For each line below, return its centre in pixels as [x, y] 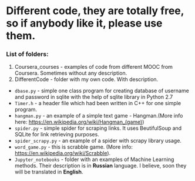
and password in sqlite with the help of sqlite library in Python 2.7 [94, 97]
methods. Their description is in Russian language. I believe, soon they [100, 166]
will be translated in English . [49, 172]
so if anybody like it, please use [84, 23]
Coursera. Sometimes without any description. [71, 73]
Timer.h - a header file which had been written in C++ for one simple [97, 103]
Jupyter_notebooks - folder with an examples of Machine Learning [94, 159]
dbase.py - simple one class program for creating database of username [102, 91]
